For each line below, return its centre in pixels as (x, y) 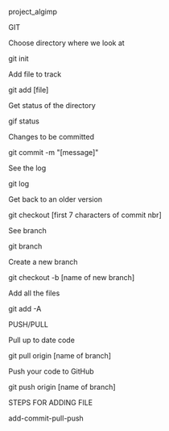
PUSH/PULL (28, 324)
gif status (24, 121)
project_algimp (33, 12)
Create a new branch (43, 262)
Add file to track (35, 74)
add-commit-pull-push (46, 418)
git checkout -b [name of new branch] (72, 277)
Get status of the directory (52, 105)
